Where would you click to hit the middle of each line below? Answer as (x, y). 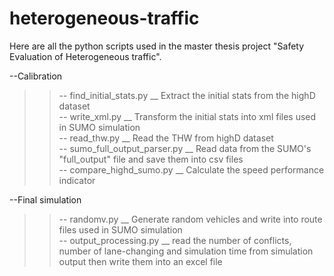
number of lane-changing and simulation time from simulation (186, 251)
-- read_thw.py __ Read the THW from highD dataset (166, 138)
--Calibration (36, 76)
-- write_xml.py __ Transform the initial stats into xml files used (187, 116)
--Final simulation (45, 199)
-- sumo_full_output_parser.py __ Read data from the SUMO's (185, 148)
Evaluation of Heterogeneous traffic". (85, 56)
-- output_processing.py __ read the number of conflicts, (175, 240)
